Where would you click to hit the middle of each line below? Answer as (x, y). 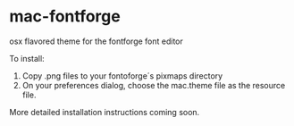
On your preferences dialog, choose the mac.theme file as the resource (154, 85)
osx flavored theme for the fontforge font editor (96, 41)
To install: (27, 58)
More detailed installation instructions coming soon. (105, 112)
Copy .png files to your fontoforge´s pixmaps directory (122, 76)
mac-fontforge (65, 17)
